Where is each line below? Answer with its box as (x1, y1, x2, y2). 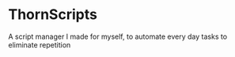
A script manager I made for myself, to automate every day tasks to (8, 32, 228, 41)
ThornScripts (8, 6, 97, 24)
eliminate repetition (8, 40, 71, 49)
